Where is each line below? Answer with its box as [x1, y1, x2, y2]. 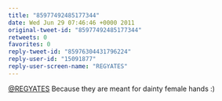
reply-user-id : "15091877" [8, 56, 96, 63]
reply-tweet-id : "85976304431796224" [8, 48, 132, 56]
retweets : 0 [8, 33, 47, 41]
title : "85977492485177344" [8, 11, 100, 20]
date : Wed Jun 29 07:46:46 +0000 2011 [8, 19, 135, 27]
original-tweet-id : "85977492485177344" [8, 26, 143, 34]
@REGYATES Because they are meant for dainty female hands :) [8, 84, 216, 93]
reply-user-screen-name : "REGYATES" [8, 63, 128, 70]
